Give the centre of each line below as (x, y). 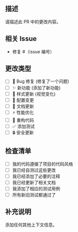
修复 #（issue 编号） (33, 51)
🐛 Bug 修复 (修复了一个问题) (41, 81)
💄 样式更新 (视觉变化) (34, 94)
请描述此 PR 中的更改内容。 (33, 22)
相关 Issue (21, 39)
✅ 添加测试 (23, 126)
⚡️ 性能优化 (23, 112)
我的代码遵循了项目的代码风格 (42, 164)
